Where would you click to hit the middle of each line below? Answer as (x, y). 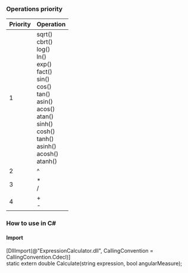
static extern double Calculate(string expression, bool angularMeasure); (94, 263)
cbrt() (45, 42)
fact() (44, 72)
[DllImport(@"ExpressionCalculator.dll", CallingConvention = (80, 251)
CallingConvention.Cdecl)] (38, 257)
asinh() (46, 146)
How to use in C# (31, 223)
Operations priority (35, 9)
